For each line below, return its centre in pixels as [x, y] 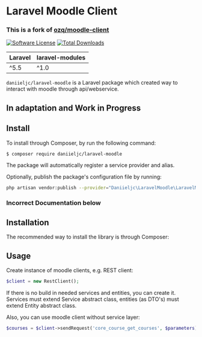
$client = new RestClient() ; [43, 281]
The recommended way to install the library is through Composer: [88, 237]
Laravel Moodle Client [62, 11]
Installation [28, 223]
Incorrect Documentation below [54, 203]
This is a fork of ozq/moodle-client [58, 30]
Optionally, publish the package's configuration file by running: [84, 177]
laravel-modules [61, 58]
